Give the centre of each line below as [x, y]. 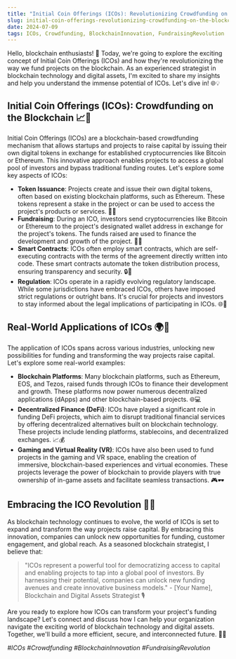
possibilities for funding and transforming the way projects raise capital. [111, 355]
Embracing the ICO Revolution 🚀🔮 [81, 505]
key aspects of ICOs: [38, 176]
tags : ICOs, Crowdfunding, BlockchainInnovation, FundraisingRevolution [116, 33]
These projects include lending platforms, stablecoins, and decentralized [123, 431]
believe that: [25, 552]
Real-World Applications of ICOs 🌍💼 [88, 327]
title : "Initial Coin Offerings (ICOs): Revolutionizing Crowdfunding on [118, 14]
